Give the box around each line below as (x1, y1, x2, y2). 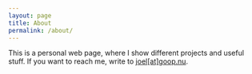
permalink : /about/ (8, 26, 74, 34)
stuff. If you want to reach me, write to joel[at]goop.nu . (8, 56, 189, 66)
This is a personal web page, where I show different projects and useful (8, 49, 245, 58)
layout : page (8, 11, 52, 20)
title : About (8, 19, 52, 27)
